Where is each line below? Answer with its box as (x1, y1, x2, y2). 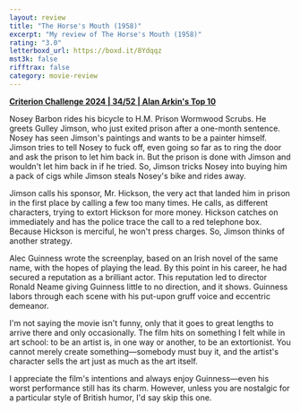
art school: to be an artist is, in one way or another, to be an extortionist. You (9, 337, 291, 348)
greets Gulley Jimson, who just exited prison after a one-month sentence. (9, 123, 280, 133)
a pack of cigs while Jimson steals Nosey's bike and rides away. (9, 170, 246, 181)
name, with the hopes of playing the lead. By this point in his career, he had (9, 262, 287, 273)
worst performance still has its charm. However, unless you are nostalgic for (9, 382, 290, 393)
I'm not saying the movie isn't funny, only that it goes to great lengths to (9, 317, 274, 328)
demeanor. (9, 300, 49, 311)
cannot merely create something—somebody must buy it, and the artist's (9, 346, 279, 356)
